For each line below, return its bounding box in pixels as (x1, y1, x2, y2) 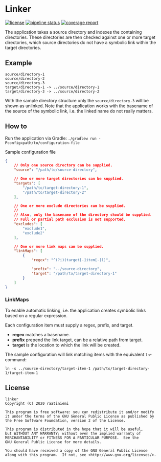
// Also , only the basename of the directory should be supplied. (14, 212, 152, 217)
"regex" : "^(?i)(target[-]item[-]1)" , (31, 258, 111, 263)
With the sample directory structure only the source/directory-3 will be (5, 97, 149, 103)
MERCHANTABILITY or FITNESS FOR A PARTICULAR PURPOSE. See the (5, 435, 139, 440)
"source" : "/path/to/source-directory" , (14, 167, 97, 172)
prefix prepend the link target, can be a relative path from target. (12, 337, 143, 343)
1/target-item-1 (5, 370, 38, 375)
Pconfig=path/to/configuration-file (5, 140, 80, 145)
